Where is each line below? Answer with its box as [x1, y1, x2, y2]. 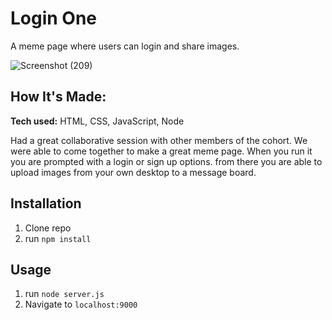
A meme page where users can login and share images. [10, 40, 240, 52]
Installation [10, 195, 82, 212]
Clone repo [24, 222, 72, 234]
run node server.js [24, 288, 105, 300]
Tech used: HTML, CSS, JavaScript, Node [10, 115, 185, 127]
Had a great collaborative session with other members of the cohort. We [10, 134, 308, 146]
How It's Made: [10, 88, 107, 106]
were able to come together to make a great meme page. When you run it [10, 145, 313, 157]
